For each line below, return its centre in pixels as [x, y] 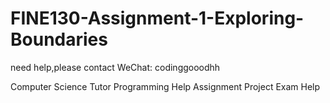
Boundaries [59, 39]
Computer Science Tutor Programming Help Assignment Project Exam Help [165, 86]
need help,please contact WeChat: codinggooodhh [115, 67]
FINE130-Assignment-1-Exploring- [157, 18]
